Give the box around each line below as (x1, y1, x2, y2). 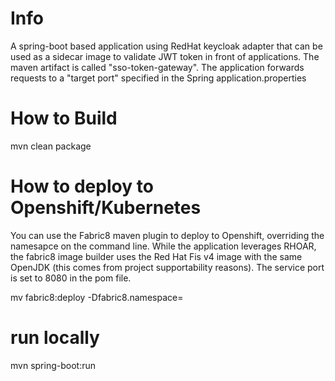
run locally (10, 327, 100, 349)
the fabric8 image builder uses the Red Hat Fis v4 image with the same (10, 250, 303, 262)
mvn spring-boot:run (10, 359, 96, 371)
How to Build (10, 107, 118, 130)
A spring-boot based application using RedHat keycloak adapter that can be (10, 40, 323, 52)
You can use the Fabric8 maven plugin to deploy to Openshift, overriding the (10, 229, 325, 241)
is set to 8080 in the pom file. (10, 272, 132, 284)
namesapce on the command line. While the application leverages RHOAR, (10, 240, 317, 252)
